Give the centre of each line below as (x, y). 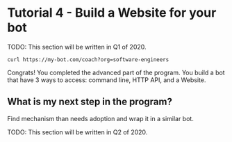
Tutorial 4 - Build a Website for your (112, 13)
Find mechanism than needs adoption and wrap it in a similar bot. (101, 118)
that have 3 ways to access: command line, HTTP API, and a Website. (107, 80)
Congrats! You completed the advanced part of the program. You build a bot (116, 72)
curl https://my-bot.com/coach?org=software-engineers (88, 60)
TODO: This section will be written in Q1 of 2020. (77, 47)
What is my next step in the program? (90, 102)
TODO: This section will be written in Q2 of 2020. (77, 132)
